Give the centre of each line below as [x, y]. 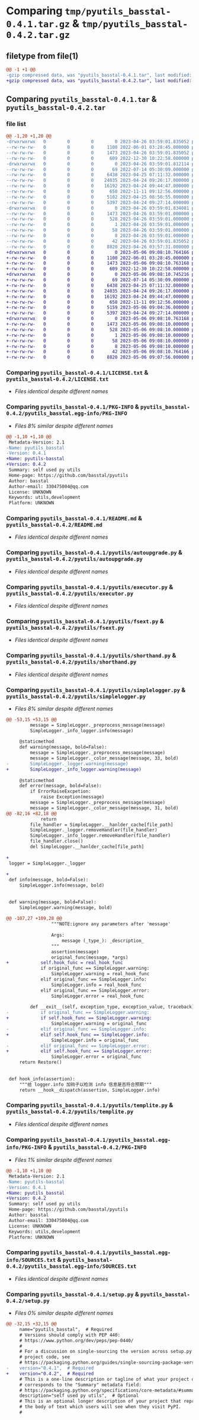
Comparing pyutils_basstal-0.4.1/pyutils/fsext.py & [85, 621]
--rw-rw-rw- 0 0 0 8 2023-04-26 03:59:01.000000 [98, 236]
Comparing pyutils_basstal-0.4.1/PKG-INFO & [73, 407]
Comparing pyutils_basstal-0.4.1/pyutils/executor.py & [90, 587]
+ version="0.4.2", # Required [50, 1374]
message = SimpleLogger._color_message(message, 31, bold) [104, 808]
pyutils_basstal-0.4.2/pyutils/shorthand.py [71, 662]
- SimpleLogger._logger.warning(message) [67, 764]
